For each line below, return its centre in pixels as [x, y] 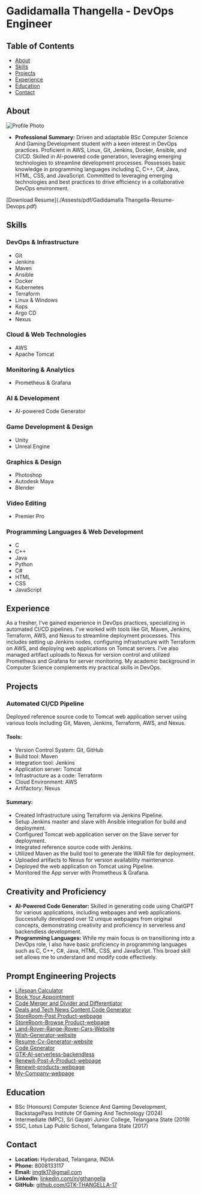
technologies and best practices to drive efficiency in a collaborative [99, 182]
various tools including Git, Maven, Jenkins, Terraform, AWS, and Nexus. [96, 723]
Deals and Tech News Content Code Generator [73, 1010]
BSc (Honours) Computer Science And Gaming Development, [91, 1106]
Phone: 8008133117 [39, 1165]
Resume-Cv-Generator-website [54, 1042]
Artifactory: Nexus [37, 788]
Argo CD [25, 313]
